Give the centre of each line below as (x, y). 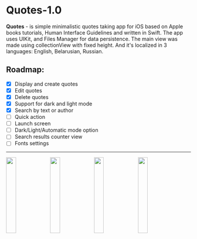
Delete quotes (31, 97)
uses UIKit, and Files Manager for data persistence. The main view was (92, 39)
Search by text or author (44, 110)
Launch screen (33, 124)
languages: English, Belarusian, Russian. (55, 51)
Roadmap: (25, 70)
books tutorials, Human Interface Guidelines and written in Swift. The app (95, 32)
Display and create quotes (46, 84)
